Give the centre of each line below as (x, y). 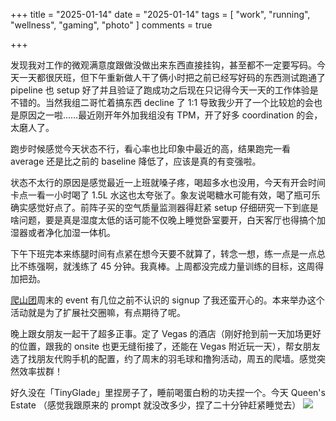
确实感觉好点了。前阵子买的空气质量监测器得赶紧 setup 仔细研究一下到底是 (164, 207)
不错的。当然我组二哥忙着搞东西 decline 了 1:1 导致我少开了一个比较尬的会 (162, 102)
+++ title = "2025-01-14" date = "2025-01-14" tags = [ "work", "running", (160, 14)
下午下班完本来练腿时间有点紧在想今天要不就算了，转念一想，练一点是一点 (163, 253)
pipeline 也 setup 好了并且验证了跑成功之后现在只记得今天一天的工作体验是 (164, 90)
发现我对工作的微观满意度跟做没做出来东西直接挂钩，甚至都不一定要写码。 (163, 65)
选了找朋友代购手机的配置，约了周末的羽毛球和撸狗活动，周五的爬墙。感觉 (163, 358)
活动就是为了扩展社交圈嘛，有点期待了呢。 (98, 312)
